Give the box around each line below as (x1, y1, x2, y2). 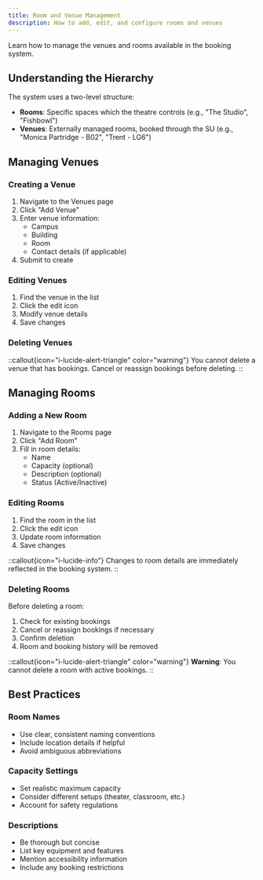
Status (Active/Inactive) (31, 478, 108, 487)
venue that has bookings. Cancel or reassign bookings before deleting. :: (8, 363, 243, 373)
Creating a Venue (8, 178, 76, 189)
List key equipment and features (19, 846, 124, 856)
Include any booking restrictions (19, 863, 124, 872)
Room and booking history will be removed (19, 641, 159, 651)
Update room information (19, 532, 101, 541)
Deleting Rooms (8, 583, 71, 594)
